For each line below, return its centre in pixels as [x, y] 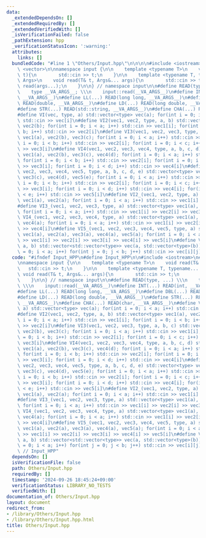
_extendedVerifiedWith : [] [46, 29]
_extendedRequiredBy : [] [44, 23]
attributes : [27, 52]
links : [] [30, 58]
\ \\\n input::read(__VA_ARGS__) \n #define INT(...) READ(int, [103, 286]
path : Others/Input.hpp [42, 468]
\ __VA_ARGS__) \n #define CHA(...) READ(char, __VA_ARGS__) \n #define [107, 303]
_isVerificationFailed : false [50, 35]
